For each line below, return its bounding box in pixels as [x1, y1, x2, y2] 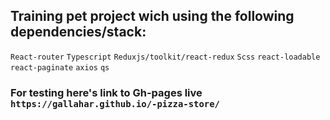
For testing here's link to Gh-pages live [10, 85, 203, 99]
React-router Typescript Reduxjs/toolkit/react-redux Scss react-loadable [10, 52, 321, 62]
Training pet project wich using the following [10, 8, 295, 25]
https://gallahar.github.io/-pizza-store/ [10, 98, 220, 109]
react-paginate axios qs [10, 62, 110, 73]
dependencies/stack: [10, 24, 147, 41]
